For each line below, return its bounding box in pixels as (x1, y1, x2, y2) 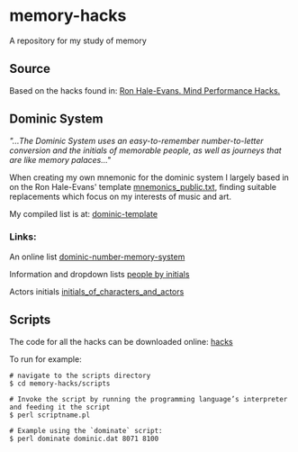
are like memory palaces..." (9, 154, 112, 165)
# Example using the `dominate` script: (9, 426, 164, 435)
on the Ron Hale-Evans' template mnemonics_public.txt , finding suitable (9, 181, 277, 192)
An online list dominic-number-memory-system (9, 251, 185, 262)
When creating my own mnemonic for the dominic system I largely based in (9, 172, 290, 183)
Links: (9, 231, 37, 243)
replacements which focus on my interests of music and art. (9, 191, 232, 202)
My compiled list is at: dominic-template (9, 208, 158, 219)
